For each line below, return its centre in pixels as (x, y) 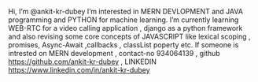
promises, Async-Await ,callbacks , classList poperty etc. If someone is (123, 45)
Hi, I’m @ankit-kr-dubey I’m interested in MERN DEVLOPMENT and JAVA (126, 11)
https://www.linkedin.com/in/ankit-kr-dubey (79, 70)
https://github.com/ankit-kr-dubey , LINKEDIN (83, 61)
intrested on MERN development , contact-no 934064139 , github (114, 53)
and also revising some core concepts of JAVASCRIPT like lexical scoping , (129, 36)
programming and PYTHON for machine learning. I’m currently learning (123, 20)
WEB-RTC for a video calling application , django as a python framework (125, 28)
